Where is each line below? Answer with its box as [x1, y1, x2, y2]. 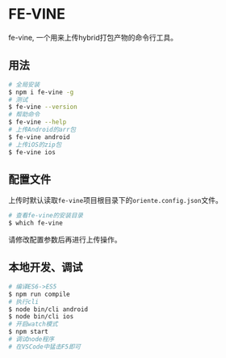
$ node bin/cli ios [8, 313, 74, 321]
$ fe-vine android [8, 133, 70, 141]
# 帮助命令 [8, 111, 40, 119]
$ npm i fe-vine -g [8, 88, 74, 96]
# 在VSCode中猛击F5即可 [8, 343, 81, 351]
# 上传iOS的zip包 [8, 141, 62, 149]
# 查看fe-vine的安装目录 [8, 212, 83, 220]
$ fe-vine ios [8, 148, 56, 156]
